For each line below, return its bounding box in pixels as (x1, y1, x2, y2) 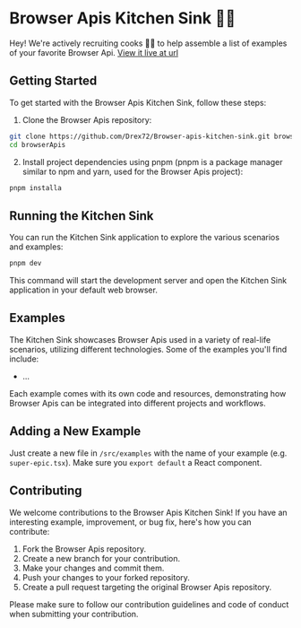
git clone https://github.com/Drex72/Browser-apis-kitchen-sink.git (9, 132, 271, 141)
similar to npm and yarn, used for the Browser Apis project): (21, 166, 244, 177)
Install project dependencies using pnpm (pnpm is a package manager (21, 156, 283, 167)
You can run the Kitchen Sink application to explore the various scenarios (9, 232, 280, 243)
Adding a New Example (9, 423, 142, 439)
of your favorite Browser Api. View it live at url (9, 47, 179, 57)
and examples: (9, 241, 64, 252)
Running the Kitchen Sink (9, 208, 154, 223)
